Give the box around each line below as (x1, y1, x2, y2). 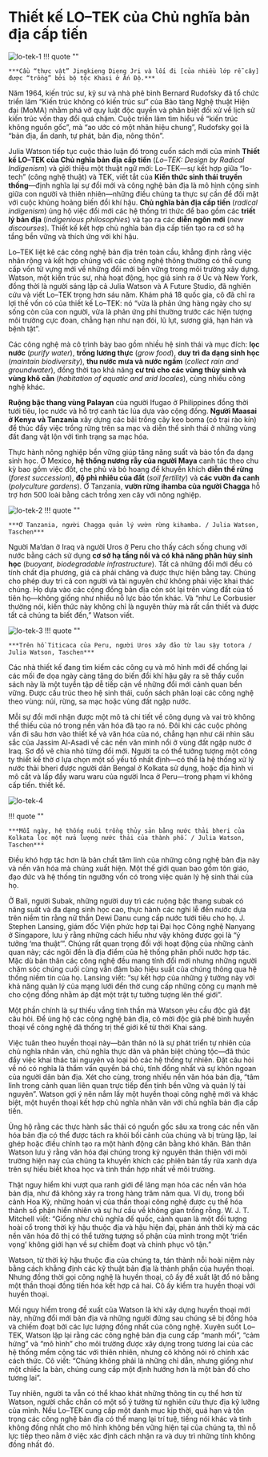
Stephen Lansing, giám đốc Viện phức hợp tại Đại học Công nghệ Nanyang (8, 921, 256, 931)
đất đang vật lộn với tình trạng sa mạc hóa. (8, 432, 150, 441)
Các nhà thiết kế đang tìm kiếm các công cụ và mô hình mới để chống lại (8, 662, 248, 672)
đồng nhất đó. (8, 1439, 54, 1449)
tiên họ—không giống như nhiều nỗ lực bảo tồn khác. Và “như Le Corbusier (8, 593, 256, 603)
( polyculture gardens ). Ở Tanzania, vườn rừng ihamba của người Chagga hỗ (8, 481, 261, 491)
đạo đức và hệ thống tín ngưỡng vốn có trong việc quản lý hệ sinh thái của (8, 871, 254, 882)
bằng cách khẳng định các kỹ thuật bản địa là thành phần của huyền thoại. (8, 1264, 254, 1273)
